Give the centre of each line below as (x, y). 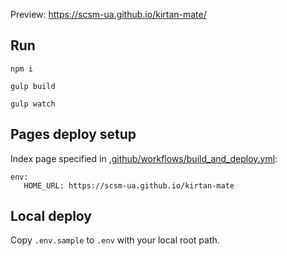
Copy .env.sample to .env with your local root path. (115, 240)
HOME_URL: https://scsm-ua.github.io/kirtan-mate (129, 185)
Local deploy (51, 216)
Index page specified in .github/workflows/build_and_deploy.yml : (144, 158)
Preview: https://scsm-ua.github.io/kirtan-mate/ (108, 14)
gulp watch (33, 104)
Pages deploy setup (73, 134)
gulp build (33, 86)
